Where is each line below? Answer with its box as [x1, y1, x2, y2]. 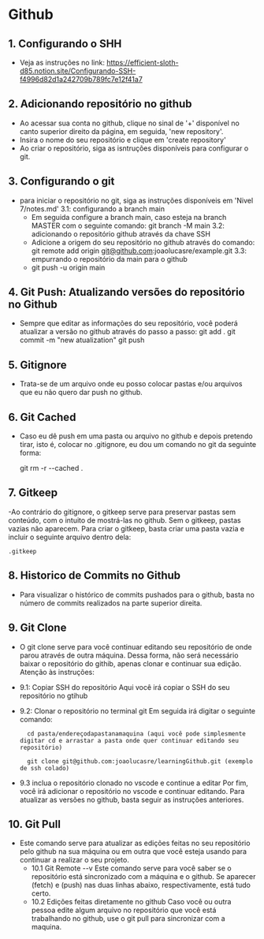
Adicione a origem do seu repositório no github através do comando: [31, 237, 255, 247]
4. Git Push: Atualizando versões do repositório [8, 285, 246, 299]
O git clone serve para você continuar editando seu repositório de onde [19, 642, 252, 651]
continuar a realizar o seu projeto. [19, 855, 130, 865]
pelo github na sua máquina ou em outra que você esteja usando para [19, 847, 247, 856]
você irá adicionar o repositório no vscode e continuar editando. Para [19, 786, 245, 796]
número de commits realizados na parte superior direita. [19, 598, 203, 608]
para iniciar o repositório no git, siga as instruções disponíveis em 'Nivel [19, 196, 254, 205]
